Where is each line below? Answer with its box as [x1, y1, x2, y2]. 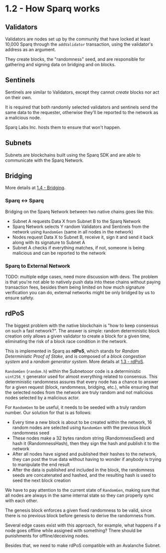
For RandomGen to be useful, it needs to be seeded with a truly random [5, 404, 146, 410]
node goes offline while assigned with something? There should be [5, 527, 142, 533]
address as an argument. [5, 47, 56, 52]
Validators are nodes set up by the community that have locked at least [5, 36, 150, 42]
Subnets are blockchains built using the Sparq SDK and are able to [5, 152, 141, 158]
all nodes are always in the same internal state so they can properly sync [5, 492, 154, 498]
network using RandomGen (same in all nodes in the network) [12, 228, 134, 234]
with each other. [5, 497, 38, 503]
